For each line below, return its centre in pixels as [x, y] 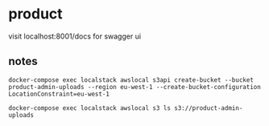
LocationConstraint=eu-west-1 [59, 94]
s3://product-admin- [209, 108]
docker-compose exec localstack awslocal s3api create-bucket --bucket [131, 80]
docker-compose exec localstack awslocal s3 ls [90, 108]
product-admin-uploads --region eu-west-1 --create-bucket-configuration [135, 87]
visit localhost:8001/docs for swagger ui [75, 36]
